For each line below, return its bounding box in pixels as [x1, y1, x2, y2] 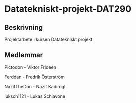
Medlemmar [4, 51, 43, 59]
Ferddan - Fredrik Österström [4, 74, 65, 80]
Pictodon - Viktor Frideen [4, 64, 57, 70]
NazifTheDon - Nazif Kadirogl [4, 83, 66, 89]
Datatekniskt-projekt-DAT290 [4, 3, 132, 15]
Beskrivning [4, 23, 43, 32]
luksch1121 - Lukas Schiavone [4, 93, 66, 99]
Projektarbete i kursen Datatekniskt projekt [4, 36, 93, 42]
